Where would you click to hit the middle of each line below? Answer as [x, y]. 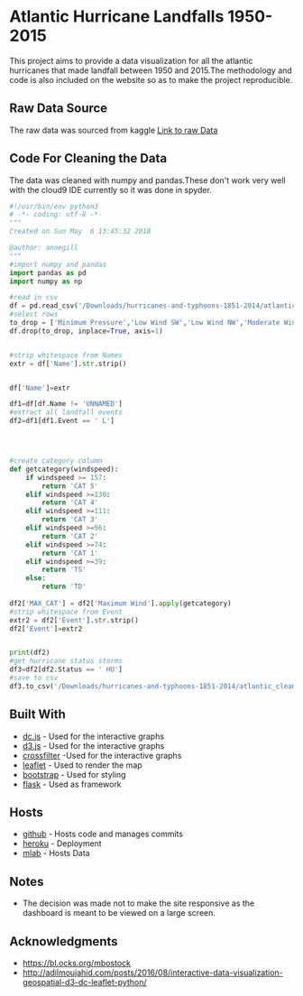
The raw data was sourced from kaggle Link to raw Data [114, 130]
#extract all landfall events [66, 412]
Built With [37, 715]
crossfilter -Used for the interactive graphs [102, 755]
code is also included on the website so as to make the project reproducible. [151, 79]
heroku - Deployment [62, 844]
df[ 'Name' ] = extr [40, 388]
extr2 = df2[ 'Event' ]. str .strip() [74, 620]
